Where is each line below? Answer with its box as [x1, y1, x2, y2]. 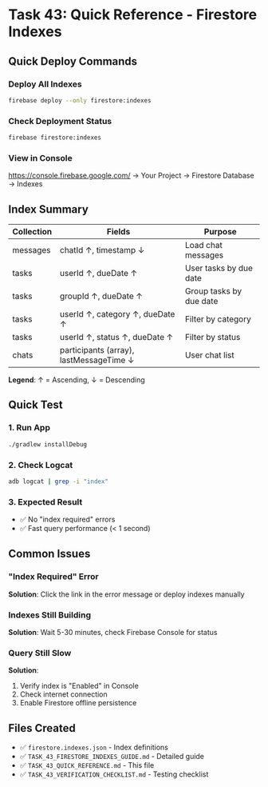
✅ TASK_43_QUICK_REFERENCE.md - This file [19, 761, 155, 770]
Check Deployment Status [8, 115, 112, 126]
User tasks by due [184, 262, 254, 274]
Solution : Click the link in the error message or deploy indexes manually [8, 589, 245, 599]
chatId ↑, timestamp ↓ [59, 245, 145, 256]
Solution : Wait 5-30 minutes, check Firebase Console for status [8, 628, 218, 637]
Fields [106, 226, 131, 238]
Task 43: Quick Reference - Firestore [8, 6, 258, 24]
